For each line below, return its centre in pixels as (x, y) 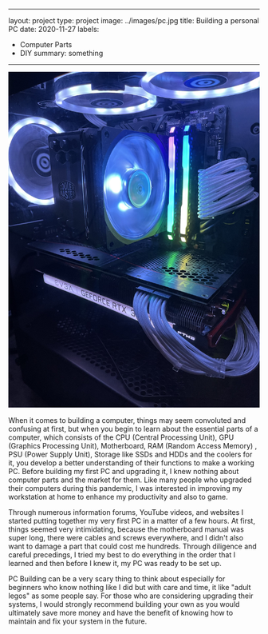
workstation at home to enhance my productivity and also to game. (118, 497)
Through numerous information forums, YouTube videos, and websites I (126, 512)
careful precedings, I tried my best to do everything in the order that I (122, 555)
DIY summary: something (61, 53)
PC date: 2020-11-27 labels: (54, 29)
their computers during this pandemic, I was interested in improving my (125, 488)
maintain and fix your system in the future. (78, 621)
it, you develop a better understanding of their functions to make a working (132, 463)
